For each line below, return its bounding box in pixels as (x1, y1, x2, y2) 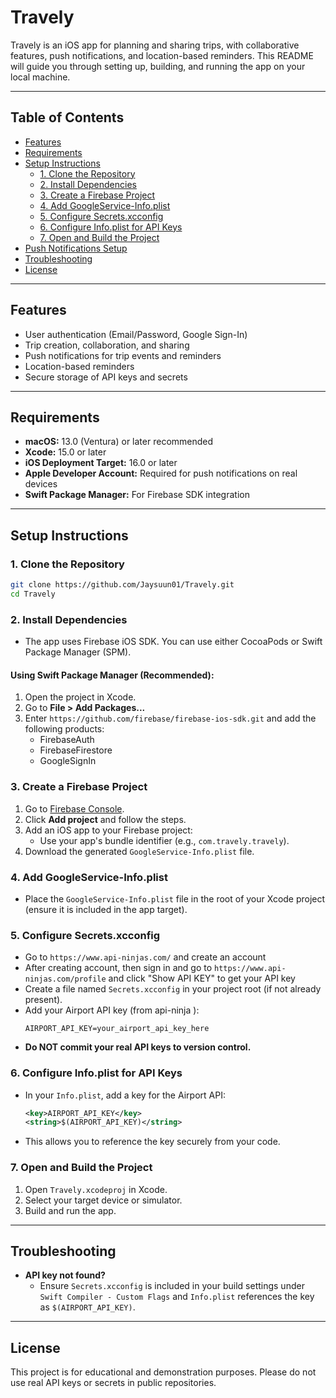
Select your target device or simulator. (24, 1194, 183, 1206)
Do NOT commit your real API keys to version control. (24, 1041, 252, 1053)
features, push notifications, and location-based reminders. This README (10, 49, 314, 61)
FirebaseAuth (39, 734, 95, 746)
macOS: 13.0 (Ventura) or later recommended (24, 436, 214, 448)
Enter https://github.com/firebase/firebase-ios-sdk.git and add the (24, 712, 317, 725)
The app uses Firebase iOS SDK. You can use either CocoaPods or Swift (24, 636, 323, 648)
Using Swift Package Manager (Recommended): (10, 669, 215, 681)
